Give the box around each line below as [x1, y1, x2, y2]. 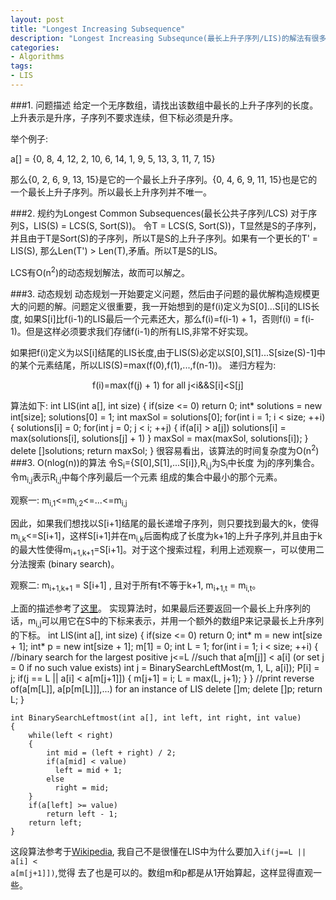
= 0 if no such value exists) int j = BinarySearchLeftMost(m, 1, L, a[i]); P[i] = [10, 661, 320, 673]
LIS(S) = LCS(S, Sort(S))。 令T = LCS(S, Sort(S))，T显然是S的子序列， [33, 219, 322, 231]
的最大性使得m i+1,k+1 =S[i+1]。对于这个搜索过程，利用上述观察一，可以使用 [10, 544, 317, 558]
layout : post [10, 14, 65, 25]
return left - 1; [46, 809, 118, 819]
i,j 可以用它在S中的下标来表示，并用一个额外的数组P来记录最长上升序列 [35, 614, 325, 629]
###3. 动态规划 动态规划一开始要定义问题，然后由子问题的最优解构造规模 [10, 287, 312, 300]
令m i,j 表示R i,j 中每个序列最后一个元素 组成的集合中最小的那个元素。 [10, 471, 283, 485]
